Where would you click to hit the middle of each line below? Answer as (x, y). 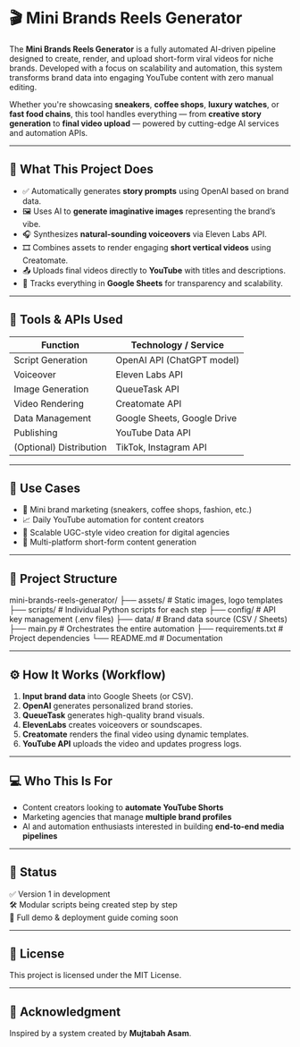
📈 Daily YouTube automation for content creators (113, 519)
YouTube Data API (154, 433)
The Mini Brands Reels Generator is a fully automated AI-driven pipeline (143, 49)
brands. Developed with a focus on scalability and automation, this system (146, 68)
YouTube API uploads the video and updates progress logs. (132, 743)
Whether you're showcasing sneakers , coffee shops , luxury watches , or (144, 104)
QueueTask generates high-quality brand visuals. (113, 715)
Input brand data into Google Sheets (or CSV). (108, 696)
